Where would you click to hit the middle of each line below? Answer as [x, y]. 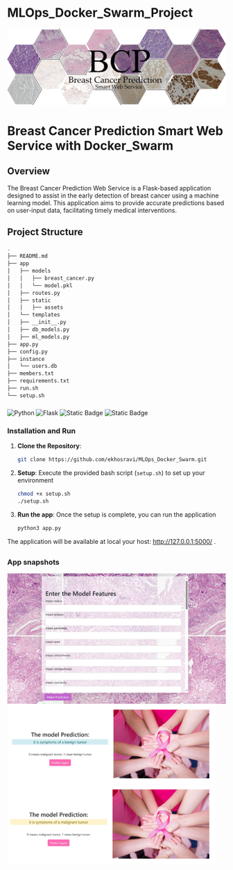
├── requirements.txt [38, 381]
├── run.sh [23, 388]
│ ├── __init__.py [37, 322]
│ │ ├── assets [35, 307]
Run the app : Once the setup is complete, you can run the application [116, 514]
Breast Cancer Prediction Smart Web [115, 131]
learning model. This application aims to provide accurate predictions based [116, 202]
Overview [29, 171]
